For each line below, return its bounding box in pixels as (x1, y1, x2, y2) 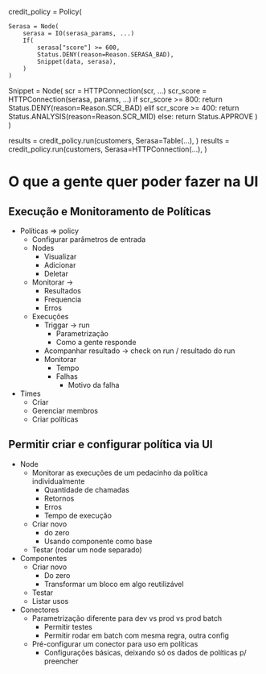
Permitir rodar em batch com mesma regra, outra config (43, 630, 229, 640)
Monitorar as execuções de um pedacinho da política (31, 468, 208, 477)
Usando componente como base (43, 536, 153, 546)
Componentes (19, 553, 68, 563)
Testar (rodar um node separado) (31, 544, 142, 555)
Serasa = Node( (8, 23, 59, 31)
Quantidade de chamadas (43, 485, 130, 494)
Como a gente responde (55, 338, 137, 347)
